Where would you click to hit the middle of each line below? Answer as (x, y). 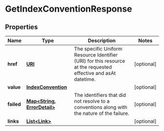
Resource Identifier (96, 55)
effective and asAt (95, 73)
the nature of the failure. (102, 113)
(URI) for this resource (100, 61)
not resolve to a (92, 101)
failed (14, 104)
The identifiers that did (100, 95)
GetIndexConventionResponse (69, 9)
